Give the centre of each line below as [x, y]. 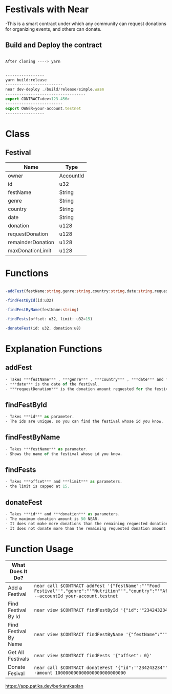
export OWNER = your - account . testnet [43, 109]
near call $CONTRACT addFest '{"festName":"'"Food [97, 586]
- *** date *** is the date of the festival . [52, 384]
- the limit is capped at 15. [38, 486]
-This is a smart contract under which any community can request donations [86, 24]
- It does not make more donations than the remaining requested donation [87, 524]
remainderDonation [31, 242]
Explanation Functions [54, 349]
